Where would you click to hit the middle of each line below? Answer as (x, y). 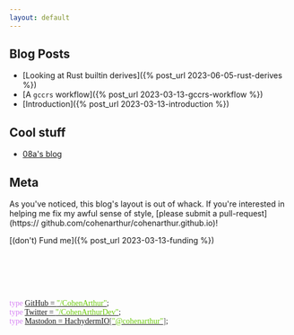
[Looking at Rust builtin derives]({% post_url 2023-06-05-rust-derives (152, 75)
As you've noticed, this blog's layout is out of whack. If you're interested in (147, 204)
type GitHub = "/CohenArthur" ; (59, 303)
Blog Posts (40, 54)
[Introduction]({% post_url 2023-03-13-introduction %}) (126, 104)
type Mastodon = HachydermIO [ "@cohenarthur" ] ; (89, 321)
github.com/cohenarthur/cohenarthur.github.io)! (129, 223)
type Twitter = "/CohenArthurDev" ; (65, 312)
